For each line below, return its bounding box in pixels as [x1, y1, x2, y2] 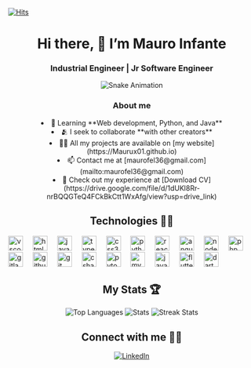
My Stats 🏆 [102, 282, 162, 296]
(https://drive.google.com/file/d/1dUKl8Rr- [63, 183, 201, 192]
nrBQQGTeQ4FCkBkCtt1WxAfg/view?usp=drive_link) [46, 191, 217, 201]
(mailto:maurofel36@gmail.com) [79, 166, 184, 176]
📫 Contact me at [67, 155, 123, 165]
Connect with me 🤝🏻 [81, 330, 183, 344]
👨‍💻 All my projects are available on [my [58, 138, 186, 148]
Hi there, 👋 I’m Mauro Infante [37, 35, 227, 53]
